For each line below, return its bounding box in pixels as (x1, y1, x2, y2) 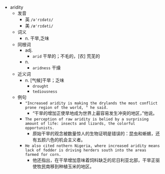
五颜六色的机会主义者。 (37, 137, 86, 142)
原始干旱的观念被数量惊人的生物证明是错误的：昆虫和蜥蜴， (32, 130, 156, 136)
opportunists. (25, 125, 55, 130)
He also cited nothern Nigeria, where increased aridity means (25, 143, 160, 148)
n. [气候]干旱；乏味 (25, 77, 64, 83)
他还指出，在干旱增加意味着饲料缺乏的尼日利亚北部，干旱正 (32, 157, 156, 163)
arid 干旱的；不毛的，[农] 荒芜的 (32, 53, 100, 59)
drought (32, 84, 49, 89)
